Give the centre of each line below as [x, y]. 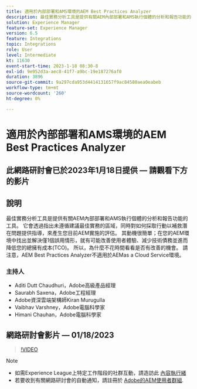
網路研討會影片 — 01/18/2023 [60, 335]
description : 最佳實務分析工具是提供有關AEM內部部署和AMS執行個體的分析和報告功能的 [99, 17]
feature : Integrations [34, 39]
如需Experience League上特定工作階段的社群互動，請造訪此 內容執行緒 [100, 373]
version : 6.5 [22, 33]
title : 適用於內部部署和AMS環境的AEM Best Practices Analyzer [79, 11]
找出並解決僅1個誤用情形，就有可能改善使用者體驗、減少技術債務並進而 [102, 240]
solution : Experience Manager [43, 22]
